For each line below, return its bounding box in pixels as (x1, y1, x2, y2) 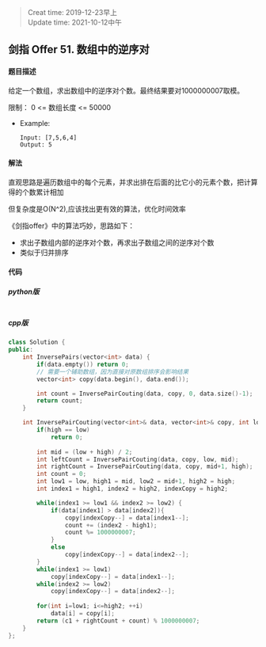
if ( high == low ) (36, 426, 90, 434)
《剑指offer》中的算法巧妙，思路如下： (8, 221, 135, 230)
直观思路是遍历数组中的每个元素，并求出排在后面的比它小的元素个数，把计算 (8, 177, 258, 187)
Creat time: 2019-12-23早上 (27, 8, 117, 17)
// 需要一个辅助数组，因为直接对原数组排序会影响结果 (36, 367, 189, 375)
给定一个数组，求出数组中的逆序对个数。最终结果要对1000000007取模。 (8, 86, 244, 95)
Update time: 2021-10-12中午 (27, 17, 123, 27)
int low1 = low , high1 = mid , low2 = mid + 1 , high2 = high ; (36, 478, 236, 485)
